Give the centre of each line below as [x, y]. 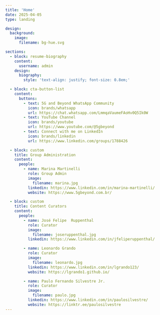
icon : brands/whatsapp [52, 108]
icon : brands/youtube [50, 122]
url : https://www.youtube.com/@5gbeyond [71, 127]
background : [23, 33]
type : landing [20, 19]
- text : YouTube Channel [50, 117]
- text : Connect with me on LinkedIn [63, 132]
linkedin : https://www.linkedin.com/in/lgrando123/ [83, 267]
